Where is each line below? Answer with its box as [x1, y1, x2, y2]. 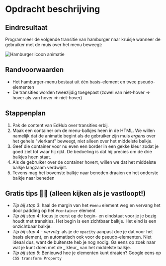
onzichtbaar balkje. [12, 223, 52, 229]
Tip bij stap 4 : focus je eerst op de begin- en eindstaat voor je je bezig [12, 213, 157, 219]
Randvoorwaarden [5, 66, 64, 74]
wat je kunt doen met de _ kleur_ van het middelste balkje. [12, 245, 131, 251]
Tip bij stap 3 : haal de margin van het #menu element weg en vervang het [12, 202, 161, 208]
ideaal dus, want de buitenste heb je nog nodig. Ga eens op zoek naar [12, 239, 156, 245]
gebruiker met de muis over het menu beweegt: [5, 42, 103, 48]
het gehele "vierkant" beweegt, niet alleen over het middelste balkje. [12, 138, 153, 144]
